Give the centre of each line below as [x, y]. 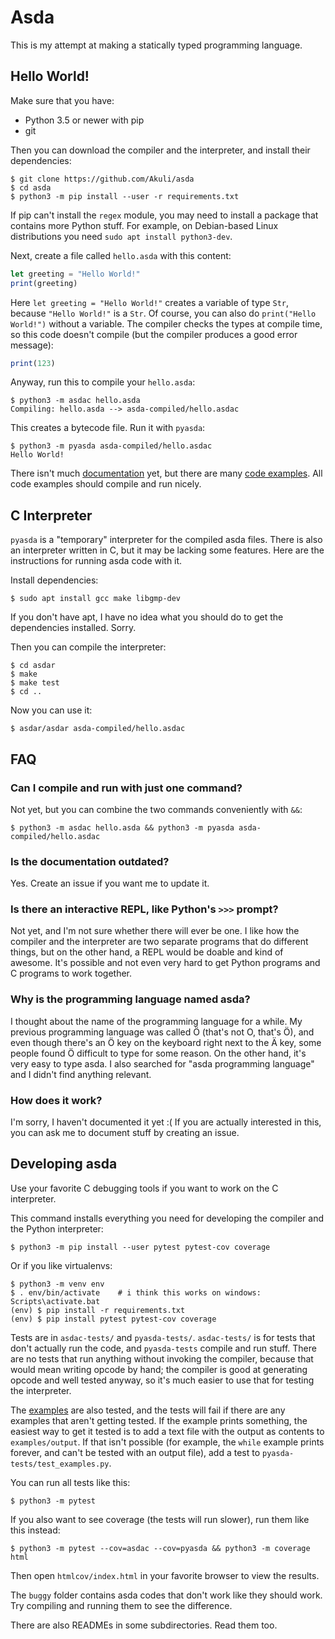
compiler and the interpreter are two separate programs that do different [159, 942]
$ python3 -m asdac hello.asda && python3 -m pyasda [122, 827]
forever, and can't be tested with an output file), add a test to [135, 1452]
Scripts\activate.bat [55, 1301]
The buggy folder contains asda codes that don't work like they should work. [166, 1595]
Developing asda [64, 1164]
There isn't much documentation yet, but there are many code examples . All [166, 473]
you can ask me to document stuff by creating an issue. [125, 1133]
